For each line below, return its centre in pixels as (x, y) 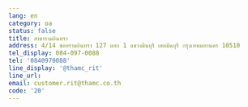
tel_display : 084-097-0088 (54, 53)
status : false (32, 31)
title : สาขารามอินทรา (38, 38)
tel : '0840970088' (39, 61)
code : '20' (27, 91)
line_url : (25, 76)
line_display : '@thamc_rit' (56, 68)
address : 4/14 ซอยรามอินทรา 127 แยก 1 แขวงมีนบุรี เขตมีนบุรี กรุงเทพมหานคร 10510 (124, 46)
